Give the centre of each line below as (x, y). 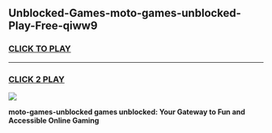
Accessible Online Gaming (54, 120)
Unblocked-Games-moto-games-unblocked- (125, 13)
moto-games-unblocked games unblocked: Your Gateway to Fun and (127, 111)
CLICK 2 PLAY (36, 79)
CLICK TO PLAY (40, 49)
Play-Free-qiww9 (53, 26)
